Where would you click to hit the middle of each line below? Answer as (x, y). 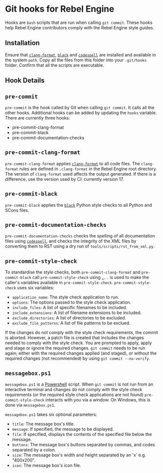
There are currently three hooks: (38, 118)
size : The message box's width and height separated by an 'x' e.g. (79, 455)
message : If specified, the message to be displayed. (63, 429)
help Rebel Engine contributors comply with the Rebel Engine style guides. (80, 27)
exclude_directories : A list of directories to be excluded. (69, 318)
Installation (22, 43)
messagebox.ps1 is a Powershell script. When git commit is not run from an (79, 384)
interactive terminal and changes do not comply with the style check (74, 390)
